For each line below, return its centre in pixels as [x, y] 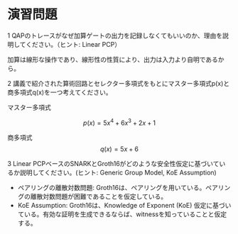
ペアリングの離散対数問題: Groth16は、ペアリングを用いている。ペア [118, 187]
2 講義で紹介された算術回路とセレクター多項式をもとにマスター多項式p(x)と [119, 83]
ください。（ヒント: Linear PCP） [74, 44]
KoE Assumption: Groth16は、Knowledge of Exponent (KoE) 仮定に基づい [124, 205]
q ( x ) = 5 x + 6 [119, 149]
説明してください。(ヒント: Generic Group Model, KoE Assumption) [118, 172]
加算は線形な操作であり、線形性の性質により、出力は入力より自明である [113, 59]
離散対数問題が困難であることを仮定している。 [99, 196]
